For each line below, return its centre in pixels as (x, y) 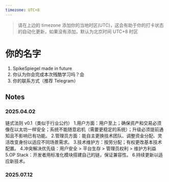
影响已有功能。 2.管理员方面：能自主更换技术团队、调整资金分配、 (88, 136)
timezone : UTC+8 (22, 10)
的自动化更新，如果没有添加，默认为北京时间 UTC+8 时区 (78, 32)
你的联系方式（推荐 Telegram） (46, 81)
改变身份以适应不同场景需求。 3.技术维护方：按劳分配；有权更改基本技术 (86, 142)
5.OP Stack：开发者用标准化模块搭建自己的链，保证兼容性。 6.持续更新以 (82, 155)
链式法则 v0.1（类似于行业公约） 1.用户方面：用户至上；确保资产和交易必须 (83, 123)
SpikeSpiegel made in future (42, 68)
